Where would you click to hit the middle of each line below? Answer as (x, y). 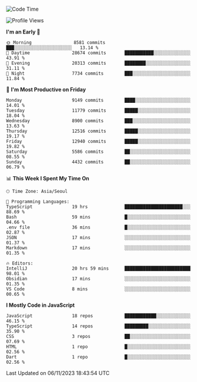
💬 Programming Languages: (38, 202)
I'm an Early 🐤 (23, 32)
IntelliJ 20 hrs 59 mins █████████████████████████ (98, 269)
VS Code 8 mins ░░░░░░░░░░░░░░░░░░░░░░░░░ (98, 289)
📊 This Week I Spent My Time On (48, 178)
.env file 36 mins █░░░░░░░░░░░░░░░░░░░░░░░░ (98, 227)
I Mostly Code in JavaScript (41, 305)
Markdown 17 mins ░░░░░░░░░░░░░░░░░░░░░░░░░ (98, 248)
